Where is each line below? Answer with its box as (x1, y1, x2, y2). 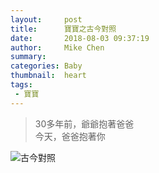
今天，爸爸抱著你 (34, 130, 106, 142)
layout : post (10, 14, 83, 25)
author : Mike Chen (10, 42, 105, 53)
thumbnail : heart (10, 71, 87, 81)
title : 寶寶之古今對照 (10, 24, 117, 34)
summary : (10, 52, 47, 62)
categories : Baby (10, 61, 83, 71)
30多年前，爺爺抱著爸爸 (34, 117, 135, 130)
